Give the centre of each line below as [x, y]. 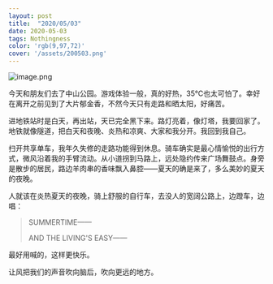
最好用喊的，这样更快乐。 [51, 255]
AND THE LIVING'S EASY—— [78, 238]
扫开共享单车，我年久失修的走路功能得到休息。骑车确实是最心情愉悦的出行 [133, 148]
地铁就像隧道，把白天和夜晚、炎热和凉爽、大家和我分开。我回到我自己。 [129, 131]
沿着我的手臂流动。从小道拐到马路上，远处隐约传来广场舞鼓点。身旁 [150, 158]
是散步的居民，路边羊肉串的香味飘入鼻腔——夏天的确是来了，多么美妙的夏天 [136, 168]
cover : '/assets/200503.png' [58, 54]
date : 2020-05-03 [38, 31]
